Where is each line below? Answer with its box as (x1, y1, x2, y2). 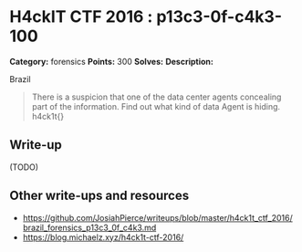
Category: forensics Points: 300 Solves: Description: (9, 56, 214, 67)
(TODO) (9, 162, 39, 173)
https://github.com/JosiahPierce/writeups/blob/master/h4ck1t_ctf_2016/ (22, 212, 294, 223)
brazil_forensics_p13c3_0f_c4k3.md (22, 222, 157, 233)
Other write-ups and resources (9, 188, 190, 204)
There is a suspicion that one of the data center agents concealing (31, 91, 282, 102)
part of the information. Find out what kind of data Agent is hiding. (31, 100, 281, 111)
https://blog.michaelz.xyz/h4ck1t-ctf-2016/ (22, 231, 184, 243)
